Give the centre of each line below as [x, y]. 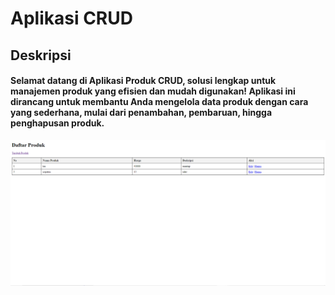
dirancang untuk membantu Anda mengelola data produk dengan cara [159, 102]
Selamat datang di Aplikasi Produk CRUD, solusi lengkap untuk [143, 81]
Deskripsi [41, 55]
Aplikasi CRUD [71, 18]
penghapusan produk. [57, 123]
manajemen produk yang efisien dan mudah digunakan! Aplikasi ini [153, 91]
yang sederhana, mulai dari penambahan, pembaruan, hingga [141, 113]
